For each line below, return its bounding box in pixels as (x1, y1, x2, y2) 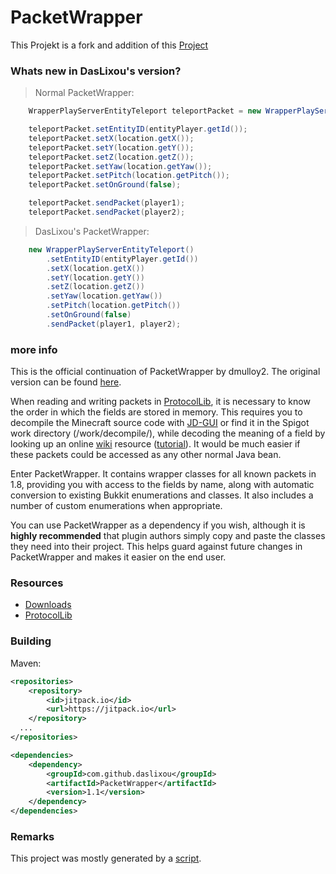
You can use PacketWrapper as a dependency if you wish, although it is (10, 519, 306, 531)
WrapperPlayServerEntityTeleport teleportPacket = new (28, 106, 262, 116)
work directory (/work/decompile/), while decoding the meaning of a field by (10, 427, 326, 440)
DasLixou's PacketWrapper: (34, 225, 150, 237)
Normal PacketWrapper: (34, 87, 135, 99)
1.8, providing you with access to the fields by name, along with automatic (10, 479, 315, 491)
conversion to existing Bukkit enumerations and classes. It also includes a (10, 489, 314, 501)
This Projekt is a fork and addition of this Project (10, 39, 209, 51)
